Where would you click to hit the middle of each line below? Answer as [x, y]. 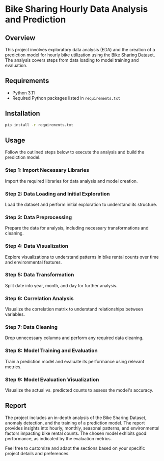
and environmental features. [34, 262]
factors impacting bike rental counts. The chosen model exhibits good [76, 433]
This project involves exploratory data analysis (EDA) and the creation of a [80, 50]
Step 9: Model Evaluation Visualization [52, 380]
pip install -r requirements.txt [39, 125]
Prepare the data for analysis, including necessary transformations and [77, 228]
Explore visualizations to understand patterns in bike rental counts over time [82, 257]
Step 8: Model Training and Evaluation [52, 350]
